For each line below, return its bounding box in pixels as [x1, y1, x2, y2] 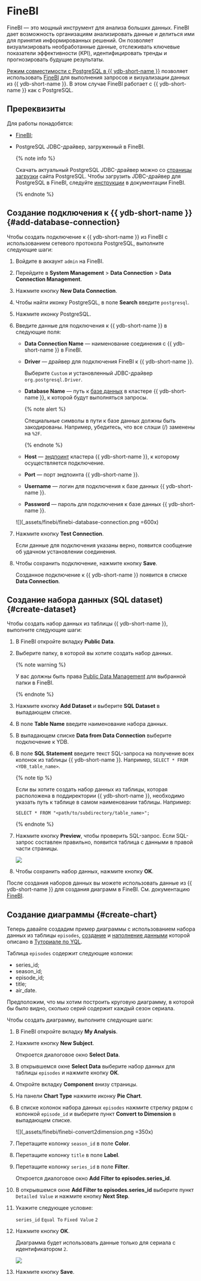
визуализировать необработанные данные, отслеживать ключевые [7, 43, 180, 50]
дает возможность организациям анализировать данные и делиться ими [7, 30, 195, 37]
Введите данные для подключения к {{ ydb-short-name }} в [15, 322, 167, 329]
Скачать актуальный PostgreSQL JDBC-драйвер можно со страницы [15, 166, 192, 173]
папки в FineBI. [15, 679, 54, 686]
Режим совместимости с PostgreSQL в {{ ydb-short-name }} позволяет [7, 67, 188, 74]
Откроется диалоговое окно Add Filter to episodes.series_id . [15, 1175, 172, 1182]
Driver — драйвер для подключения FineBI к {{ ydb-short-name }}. [24, 358, 194, 365]
